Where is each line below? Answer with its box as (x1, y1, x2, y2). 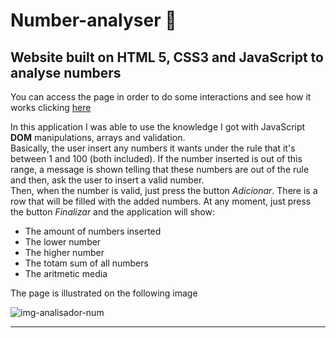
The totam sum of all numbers (24, 257, 149, 269)
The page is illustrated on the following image (10, 287, 198, 299)
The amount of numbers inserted (24, 225, 162, 237)
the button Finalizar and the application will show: (10, 206, 215, 218)
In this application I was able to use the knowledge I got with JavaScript (10, 121, 306, 133)
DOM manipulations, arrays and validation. (10, 132, 186, 143)
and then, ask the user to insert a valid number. (10, 174, 205, 186)
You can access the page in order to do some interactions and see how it (10, 91, 312, 103)
